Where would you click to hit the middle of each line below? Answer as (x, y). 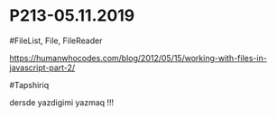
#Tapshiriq (29, 85)
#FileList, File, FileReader (56, 40)
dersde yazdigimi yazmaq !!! (62, 102)
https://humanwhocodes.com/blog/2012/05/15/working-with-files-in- (138, 58)
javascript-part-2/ (42, 67)
